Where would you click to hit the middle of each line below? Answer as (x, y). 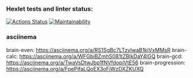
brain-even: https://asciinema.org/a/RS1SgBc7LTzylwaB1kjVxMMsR (88, 50)
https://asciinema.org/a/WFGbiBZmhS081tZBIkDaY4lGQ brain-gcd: (101, 56)
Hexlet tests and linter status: (50, 9)
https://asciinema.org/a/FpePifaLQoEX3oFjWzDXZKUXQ (75, 69)
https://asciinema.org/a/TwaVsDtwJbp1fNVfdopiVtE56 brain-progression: (96, 62)
